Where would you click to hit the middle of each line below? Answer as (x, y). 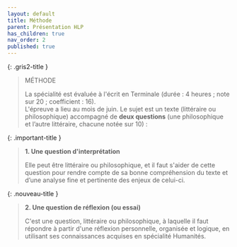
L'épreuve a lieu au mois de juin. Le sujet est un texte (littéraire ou (120, 109)
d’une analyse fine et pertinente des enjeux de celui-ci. (105, 180)
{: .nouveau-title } (33, 194)
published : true (31, 47)
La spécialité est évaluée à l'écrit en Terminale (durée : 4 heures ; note (127, 94)
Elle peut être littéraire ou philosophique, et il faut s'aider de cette (120, 165)
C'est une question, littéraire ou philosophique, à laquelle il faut (116, 221)
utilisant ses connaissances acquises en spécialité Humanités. (115, 236)
